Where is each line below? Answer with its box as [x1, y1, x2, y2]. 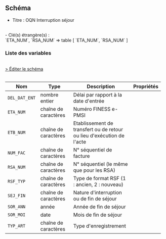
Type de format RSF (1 [73, 175, 126, 182]
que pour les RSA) [73, 167, 116, 174]
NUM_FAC [7, 150, 26, 156]
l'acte [73, 139, 86, 145]
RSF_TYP [7, 179, 26, 185]
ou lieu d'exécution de [73, 132, 124, 139]
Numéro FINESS [73, 106, 111, 113]
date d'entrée [73, 97, 105, 104]
